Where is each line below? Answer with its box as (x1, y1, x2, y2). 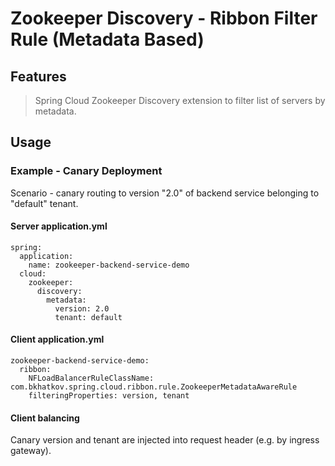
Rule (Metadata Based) (10, 28, 205, 51)
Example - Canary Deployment (10, 164, 163, 178)
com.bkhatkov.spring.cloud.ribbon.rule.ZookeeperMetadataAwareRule (10, 382, 298, 392)
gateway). (10, 445, 52, 457)
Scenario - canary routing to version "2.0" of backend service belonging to (10, 187, 320, 199)
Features (10, 68, 67, 85)
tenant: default (54, 312, 123, 322)
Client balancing (10, 412, 80, 424)
